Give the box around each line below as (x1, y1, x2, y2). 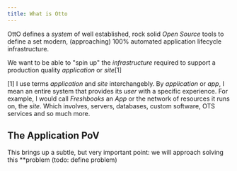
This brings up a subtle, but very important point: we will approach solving (7, 148, 224, 157)
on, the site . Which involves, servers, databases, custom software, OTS (7, 101, 216, 110)
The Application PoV (7, 129, 100, 141)
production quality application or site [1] (7, 65, 122, 74)
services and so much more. (7, 109, 91, 118)
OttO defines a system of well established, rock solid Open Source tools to (7, 30, 224, 38)
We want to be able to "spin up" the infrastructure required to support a (7, 58, 216, 67)
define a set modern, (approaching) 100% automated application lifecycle (7, 37, 221, 46)
